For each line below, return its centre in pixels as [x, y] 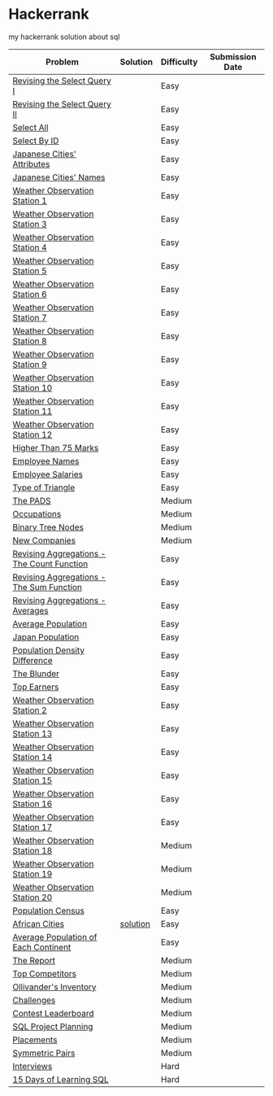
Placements [35, 1040]
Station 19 [32, 874]
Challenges [34, 1000]
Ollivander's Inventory [54, 987]
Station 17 [32, 827]
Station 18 [32, 850]
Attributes [31, 164]
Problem [63, 62]
